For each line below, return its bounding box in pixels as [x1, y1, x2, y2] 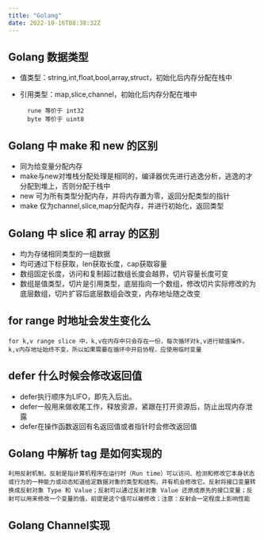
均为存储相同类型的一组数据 [19, 249, 111, 259]
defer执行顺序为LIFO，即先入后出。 [19, 392, 136, 401]
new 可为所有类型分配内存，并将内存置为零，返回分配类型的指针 [19, 191, 231, 201]
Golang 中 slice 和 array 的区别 [8, 227, 160, 240]
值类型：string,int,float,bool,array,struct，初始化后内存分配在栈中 [19, 73, 232, 82]
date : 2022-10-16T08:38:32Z [8, 19, 101, 27]
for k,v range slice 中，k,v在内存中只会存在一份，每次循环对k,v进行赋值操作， [8, 337, 248, 345]
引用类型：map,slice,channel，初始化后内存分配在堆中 [19, 90, 198, 99]
